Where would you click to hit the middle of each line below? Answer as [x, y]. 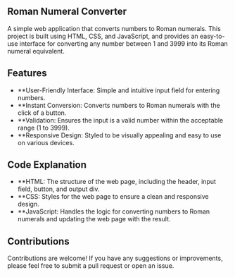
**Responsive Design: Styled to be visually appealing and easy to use [119, 135]
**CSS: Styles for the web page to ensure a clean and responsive [113, 197]
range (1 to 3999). [44, 128]
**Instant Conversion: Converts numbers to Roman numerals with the [119, 105]
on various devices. [46, 142]
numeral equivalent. [36, 51]
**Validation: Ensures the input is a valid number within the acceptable [120, 120]
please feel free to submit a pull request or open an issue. [91, 266]
